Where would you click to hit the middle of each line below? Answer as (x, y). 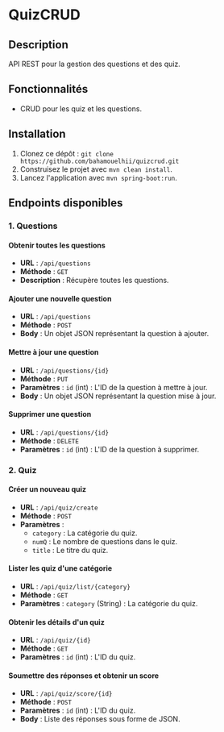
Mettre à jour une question (54, 351)
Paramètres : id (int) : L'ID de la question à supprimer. (110, 449)
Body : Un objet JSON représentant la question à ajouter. (114, 334)
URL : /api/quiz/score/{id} (66, 693)
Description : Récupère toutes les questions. (94, 281)
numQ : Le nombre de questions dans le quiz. (105, 541)
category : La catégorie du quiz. (85, 533)
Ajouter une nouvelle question (60, 298)
